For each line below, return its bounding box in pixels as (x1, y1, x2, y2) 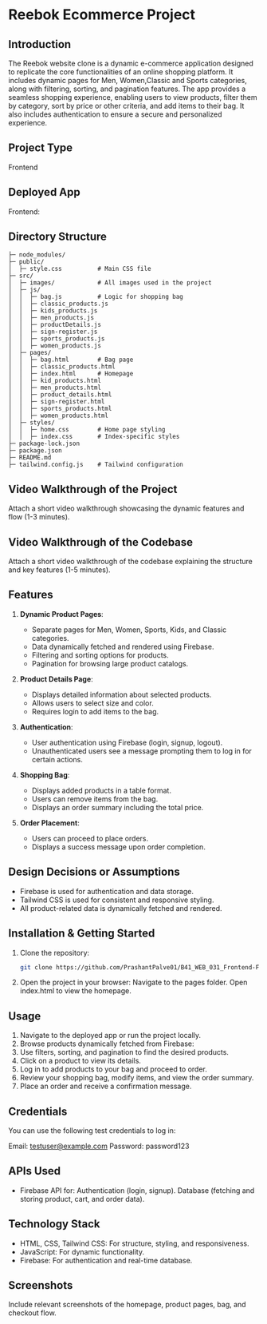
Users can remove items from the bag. (31, 793, 159, 804)
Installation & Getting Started (8, 927, 155, 940)
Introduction (8, 38, 72, 51)
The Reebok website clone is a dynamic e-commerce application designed (8, 58, 253, 68)
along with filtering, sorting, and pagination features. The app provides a (8, 84, 246, 93)
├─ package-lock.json (8, 439, 80, 448)
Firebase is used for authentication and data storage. (19, 886, 194, 896)
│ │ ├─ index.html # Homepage (8, 370, 134, 378)
